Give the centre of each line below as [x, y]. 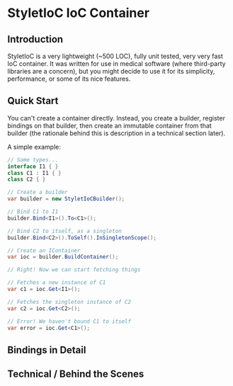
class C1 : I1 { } [34, 173]
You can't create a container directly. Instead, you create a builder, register [116, 118]
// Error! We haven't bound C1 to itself [69, 321]
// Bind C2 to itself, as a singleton [64, 231]
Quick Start [33, 101]
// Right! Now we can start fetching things [74, 270]
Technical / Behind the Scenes [76, 374]
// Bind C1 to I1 [33, 212]
